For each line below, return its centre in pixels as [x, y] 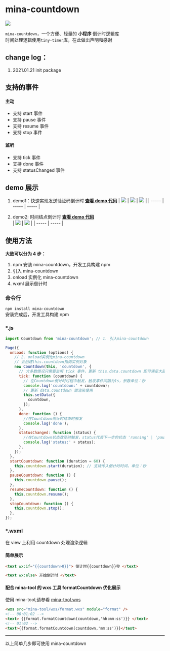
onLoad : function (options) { [41, 352]
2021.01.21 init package [37, 70]
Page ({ [12, 348]
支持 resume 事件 [31, 126]
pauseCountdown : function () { [43, 475]
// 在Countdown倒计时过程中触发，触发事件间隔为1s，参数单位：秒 [84, 381]
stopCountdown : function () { [41, 504]
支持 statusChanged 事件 [38, 170]
